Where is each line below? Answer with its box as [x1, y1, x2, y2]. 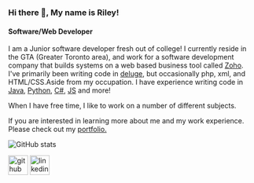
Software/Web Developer [8, 27, 93, 36]
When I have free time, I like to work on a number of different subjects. [8, 101, 237, 111]
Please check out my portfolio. [8, 125, 108, 134]
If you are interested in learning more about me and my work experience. [8, 116, 245, 126]
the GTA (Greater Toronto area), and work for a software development [8, 53, 234, 62]
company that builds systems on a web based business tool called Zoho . [8, 60, 244, 70]
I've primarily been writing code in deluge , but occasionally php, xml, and [8, 69, 246, 79]
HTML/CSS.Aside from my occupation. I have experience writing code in [8, 78, 244, 87]
